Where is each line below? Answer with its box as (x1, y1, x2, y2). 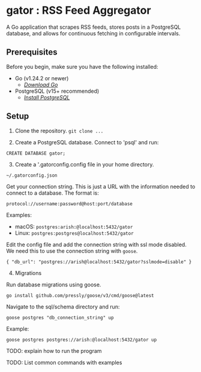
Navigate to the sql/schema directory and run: (6, 303, 120, 310)
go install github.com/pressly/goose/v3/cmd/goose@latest (6, 292, 154, 298)
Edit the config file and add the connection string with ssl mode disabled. (6, 241, 187, 248)
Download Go (23, 81, 58, 88)
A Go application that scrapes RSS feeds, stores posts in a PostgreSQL (6, 23, 181, 31)
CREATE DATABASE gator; (6, 150, 66, 156)
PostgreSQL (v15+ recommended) (14, 87, 100, 95)
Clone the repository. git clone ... (14, 127, 104, 134)
